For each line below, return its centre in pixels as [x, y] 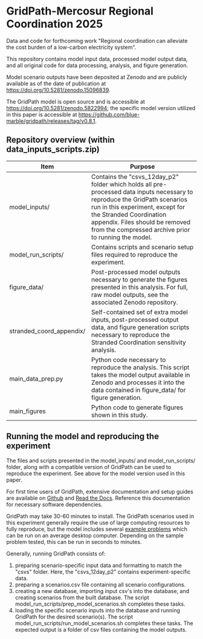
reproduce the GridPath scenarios [140, 199]
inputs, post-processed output [135, 319]
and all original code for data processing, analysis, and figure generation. [97, 65]
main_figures [28, 411]
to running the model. [122, 237]
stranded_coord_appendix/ [47, 331]
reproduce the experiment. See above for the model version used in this [96, 473]
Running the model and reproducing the [82, 437]
